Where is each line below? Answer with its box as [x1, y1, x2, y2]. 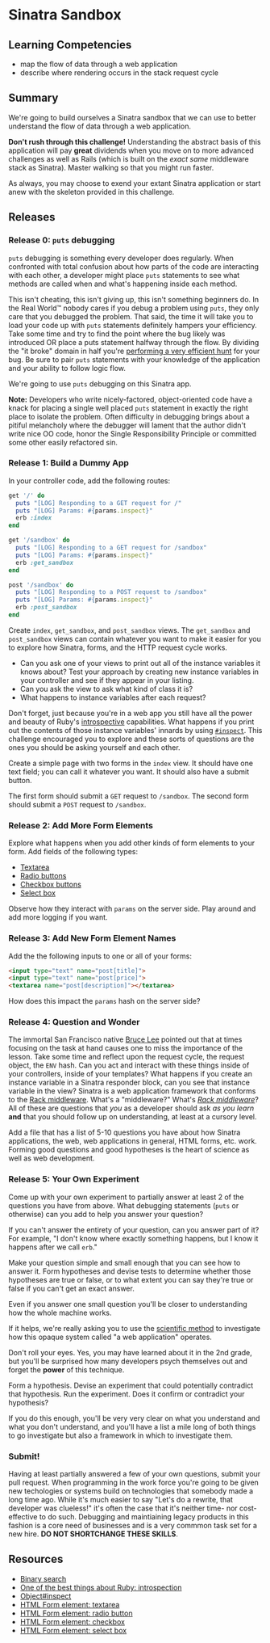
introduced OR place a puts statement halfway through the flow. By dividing [8, 337, 260, 347]
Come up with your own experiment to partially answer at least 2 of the [8, 1192, 244, 1202]
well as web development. [8, 1153, 95, 1163]
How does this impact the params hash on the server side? [8, 996, 201, 1006]
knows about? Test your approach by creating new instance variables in [19, 667, 260, 676]
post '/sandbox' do [8, 580, 74, 589]
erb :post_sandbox [15, 604, 78, 612]
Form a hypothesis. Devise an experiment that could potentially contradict [8, 1380, 254, 1390]
